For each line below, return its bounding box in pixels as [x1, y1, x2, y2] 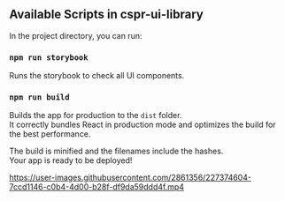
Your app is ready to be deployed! [9, 155, 133, 166]
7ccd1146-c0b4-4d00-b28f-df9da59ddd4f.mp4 [9, 182, 184, 192]
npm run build [9, 93, 70, 102]
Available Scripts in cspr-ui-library [9, 7, 204, 22]
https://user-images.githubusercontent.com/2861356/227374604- [9, 172, 252, 183]
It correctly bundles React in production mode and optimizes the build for [9, 119, 276, 130]
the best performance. [9, 129, 91, 139]
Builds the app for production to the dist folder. [9, 110, 182, 121]
